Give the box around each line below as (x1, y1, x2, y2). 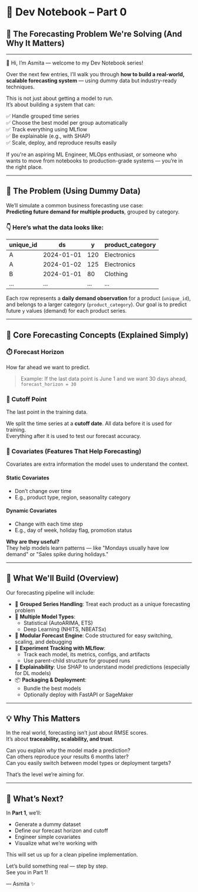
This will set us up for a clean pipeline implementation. (6, 851, 138, 858)
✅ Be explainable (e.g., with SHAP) (6, 132, 91, 140)
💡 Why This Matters (6, 713, 81, 724)
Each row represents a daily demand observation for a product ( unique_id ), (6, 295, 192, 302)
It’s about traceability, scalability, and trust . (6, 735, 114, 742)
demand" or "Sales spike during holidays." (6, 550, 109, 557)
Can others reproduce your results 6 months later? (6, 753, 129, 760)
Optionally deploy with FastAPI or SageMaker (23, 691, 134, 698)
